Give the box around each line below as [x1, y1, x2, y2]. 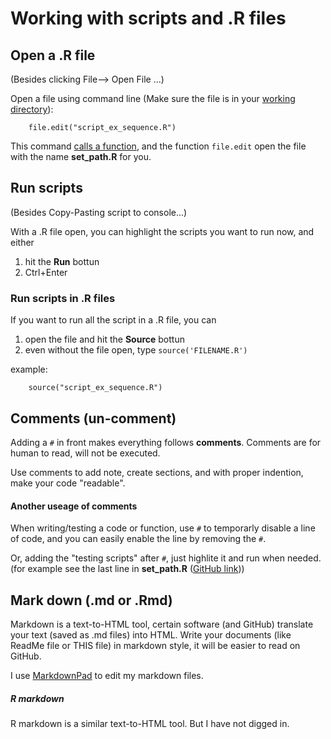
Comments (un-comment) [10, 410, 177, 427]
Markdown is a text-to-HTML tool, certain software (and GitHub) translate [10, 618, 314, 630]
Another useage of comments [10, 500, 138, 512]
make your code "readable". [10, 477, 126, 489]
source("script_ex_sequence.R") [28, 383, 163, 393]
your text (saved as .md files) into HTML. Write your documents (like [10, 628, 292, 641]
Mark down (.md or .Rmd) [10, 592, 173, 609]
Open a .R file [10, 47, 96, 64]
